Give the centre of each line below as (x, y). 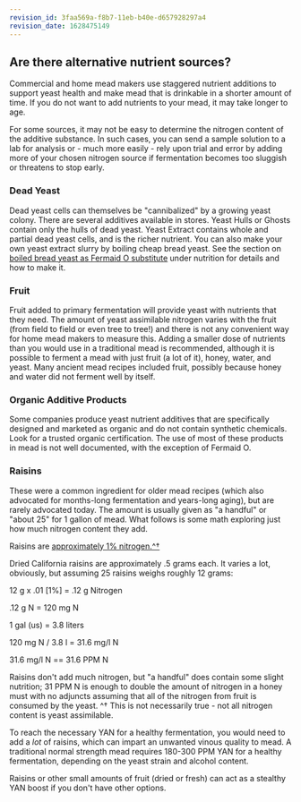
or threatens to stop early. (57, 167)
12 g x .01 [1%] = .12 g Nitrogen (66, 590)
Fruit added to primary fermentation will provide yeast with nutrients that (143, 310)
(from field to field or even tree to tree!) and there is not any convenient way (149, 328)
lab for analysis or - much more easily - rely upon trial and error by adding (146, 149)
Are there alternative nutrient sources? (120, 62)
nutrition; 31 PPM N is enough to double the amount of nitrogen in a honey (146, 687)
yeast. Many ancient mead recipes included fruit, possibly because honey (146, 367)
